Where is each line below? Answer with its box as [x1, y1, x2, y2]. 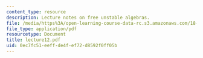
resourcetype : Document [6, 31, 66, 37]
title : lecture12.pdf [6, 37, 61, 43]
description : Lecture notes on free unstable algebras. [6, 14, 150, 21]
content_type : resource [6, 8, 66, 15]
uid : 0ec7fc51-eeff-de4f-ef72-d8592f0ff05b [6, 43, 118, 49]
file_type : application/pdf [6, 25, 77, 32]
